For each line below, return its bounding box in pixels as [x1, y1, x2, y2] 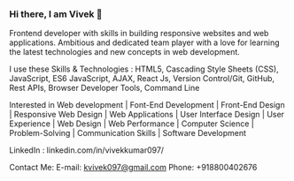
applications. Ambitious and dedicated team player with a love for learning [9, 37, 281, 48]
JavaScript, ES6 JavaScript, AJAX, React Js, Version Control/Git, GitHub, [9, 73, 275, 84]
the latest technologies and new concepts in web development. [9, 47, 241, 57]
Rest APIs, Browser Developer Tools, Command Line [9, 83, 200, 94]
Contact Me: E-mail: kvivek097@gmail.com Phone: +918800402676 [9, 162, 258, 173]
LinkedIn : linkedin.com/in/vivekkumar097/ [9, 145, 165, 155]
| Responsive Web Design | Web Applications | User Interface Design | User [9, 109, 285, 120]
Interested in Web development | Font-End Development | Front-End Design [9, 100, 285, 110]
